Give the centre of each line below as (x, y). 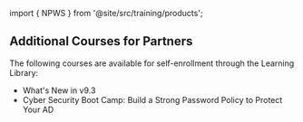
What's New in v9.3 (59, 90)
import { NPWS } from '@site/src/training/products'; (106, 13)
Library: (24, 72)
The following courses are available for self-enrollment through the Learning (152, 63)
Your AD (38, 109)
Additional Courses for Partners (101, 41)
